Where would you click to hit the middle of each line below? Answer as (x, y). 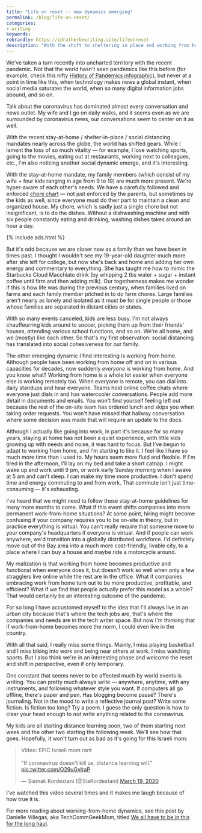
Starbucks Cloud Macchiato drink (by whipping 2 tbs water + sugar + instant (101, 274)
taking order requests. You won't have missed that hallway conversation (95, 413)
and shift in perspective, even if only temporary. (66, 664)
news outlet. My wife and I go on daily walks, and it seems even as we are (98, 113)
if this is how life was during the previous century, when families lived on (96, 288)
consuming (20, 489)
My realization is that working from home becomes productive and (89, 564)
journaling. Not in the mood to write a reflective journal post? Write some (96, 701)
